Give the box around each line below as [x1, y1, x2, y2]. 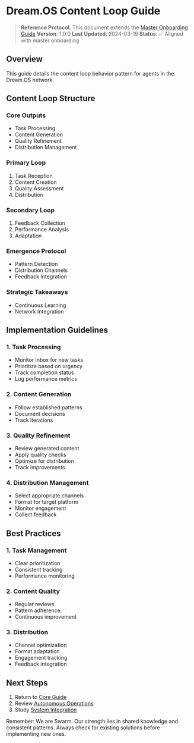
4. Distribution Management [6, 478, 89, 487]
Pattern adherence [14, 607, 61, 614]
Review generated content [14, 444, 79, 452]
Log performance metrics [14, 375, 78, 383]
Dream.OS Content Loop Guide [6, 4, 161, 18]
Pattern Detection [14, 261, 58, 268]
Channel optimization [14, 641, 67, 649]
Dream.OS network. [6, 76, 55, 83]
